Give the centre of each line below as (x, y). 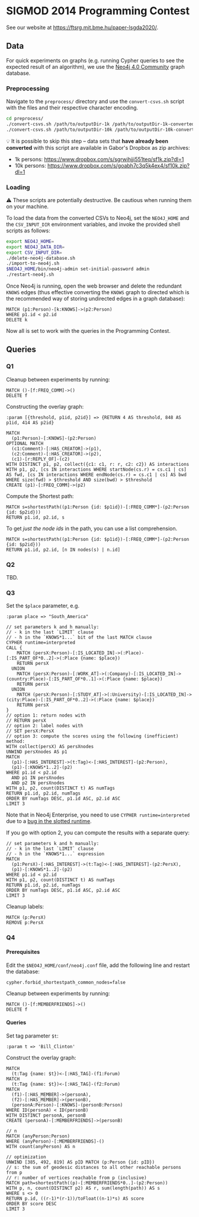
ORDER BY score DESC (32, 1204)
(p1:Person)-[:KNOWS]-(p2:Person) (54, 438)
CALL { (14, 648)
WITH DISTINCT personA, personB (46, 1115)
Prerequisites (23, 951)
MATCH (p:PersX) (26, 918)
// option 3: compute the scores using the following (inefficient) (92, 736)
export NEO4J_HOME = (30, 241)
